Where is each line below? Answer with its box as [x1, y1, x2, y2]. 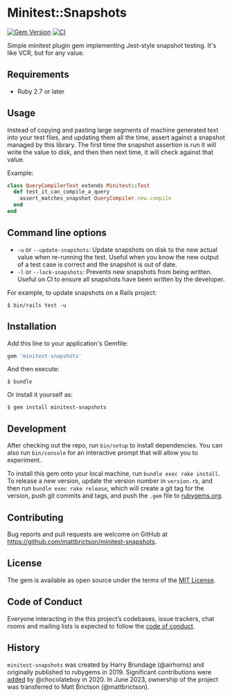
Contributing [7, 511, 64, 523]
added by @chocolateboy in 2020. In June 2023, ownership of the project [7, 675, 218, 683]
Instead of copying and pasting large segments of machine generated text [7, 126, 219, 134]
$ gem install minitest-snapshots [7, 404, 107, 411]
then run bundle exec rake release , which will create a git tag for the [7, 484, 204, 493]
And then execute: [7, 365, 60, 373]
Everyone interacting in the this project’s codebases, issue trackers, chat [7, 614, 215, 622]
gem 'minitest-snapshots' [7, 352, 82, 359]
